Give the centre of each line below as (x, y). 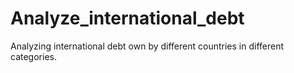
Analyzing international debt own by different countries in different (147, 46)
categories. (33, 56)
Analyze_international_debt (127, 18)
